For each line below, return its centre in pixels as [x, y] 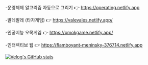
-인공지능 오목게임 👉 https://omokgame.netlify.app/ [59, 32]
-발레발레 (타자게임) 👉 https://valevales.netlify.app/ [59, 20]
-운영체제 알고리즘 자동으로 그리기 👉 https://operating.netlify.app [72, 7]
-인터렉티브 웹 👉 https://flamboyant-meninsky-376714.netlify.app [74, 45]
